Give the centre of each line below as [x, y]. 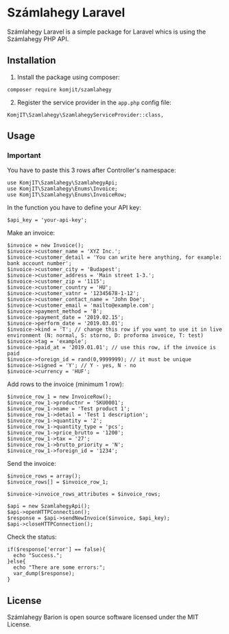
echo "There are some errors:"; [60, 567]
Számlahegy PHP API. [38, 38]
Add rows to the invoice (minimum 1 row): [65, 384]
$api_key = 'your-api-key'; [47, 220]
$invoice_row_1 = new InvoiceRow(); [59, 397]
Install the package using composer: [68, 77]
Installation [32, 61]
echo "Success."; [38, 556]
